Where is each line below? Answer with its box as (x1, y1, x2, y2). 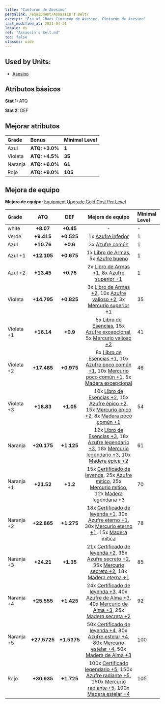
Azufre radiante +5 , (86, 672, 131, 679)
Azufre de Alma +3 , (86, 594, 131, 601)
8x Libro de (95, 349, 122, 356)
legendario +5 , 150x (85, 666, 133, 672)
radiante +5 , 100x (87, 684, 130, 691)
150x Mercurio (91, 678, 126, 685)
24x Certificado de (86, 582, 131, 589)
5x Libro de (95, 316, 122, 323)
